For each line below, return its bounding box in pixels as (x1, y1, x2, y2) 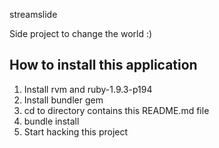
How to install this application (9, 57, 198, 74)
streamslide (9, 9, 58, 20)
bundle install (23, 115, 80, 127)
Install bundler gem (23, 94, 104, 106)
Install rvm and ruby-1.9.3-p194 (23, 83, 153, 95)
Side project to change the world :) (9, 28, 153, 39)
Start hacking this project (23, 125, 129, 138)
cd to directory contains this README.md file (23, 104, 210, 116)
